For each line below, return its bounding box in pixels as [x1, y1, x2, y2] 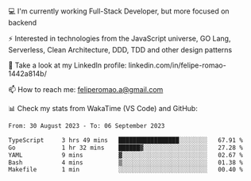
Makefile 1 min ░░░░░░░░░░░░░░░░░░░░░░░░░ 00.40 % [8, 166, 244, 174]
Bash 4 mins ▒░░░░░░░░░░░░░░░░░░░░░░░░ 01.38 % [8, 158, 244, 167]
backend [8, 18, 37, 27]
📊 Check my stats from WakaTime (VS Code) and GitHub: [8, 104, 199, 113]
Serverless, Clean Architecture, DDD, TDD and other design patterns [8, 45, 233, 54]
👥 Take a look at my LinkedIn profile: [8, 60, 127, 70]
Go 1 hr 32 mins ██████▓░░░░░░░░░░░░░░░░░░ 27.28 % [8, 144, 244, 152]
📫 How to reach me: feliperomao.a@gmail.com [8, 85, 164, 94]
